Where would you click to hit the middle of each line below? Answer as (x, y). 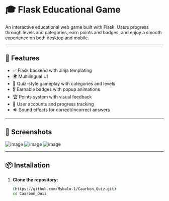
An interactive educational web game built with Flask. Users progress (77, 27)
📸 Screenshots (29, 132)
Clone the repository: (35, 180)
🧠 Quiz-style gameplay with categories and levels (64, 83)
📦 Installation (28, 165)
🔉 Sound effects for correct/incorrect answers (61, 110)
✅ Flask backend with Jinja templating (52, 70)
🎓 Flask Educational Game (63, 10)
